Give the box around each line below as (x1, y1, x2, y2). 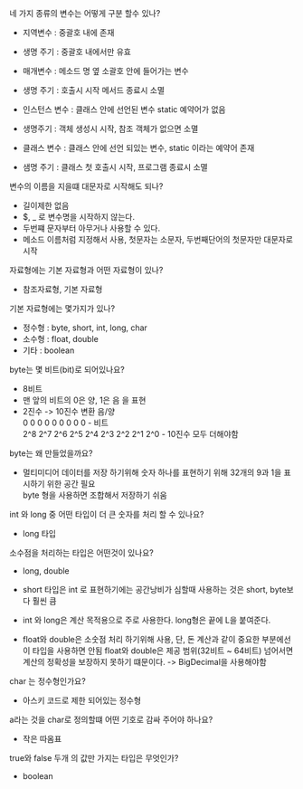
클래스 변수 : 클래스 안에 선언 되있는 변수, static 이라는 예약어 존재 (22, 143, 255, 153)
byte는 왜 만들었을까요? (9, 448, 93, 459)
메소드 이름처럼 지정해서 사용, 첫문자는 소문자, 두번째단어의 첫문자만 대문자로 (22, 234, 294, 244)
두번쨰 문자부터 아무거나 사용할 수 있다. (22, 223, 161, 233)
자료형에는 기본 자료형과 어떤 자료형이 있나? (9, 265, 164, 275)
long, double (22, 566, 70, 576)
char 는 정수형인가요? (9, 676, 86, 686)
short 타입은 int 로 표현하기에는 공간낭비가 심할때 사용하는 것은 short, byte (22, 585, 287, 594)
